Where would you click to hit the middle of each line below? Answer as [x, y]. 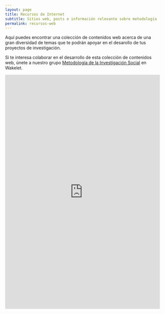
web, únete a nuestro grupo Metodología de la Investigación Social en [76, 63]
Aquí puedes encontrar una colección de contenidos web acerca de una [78, 37]
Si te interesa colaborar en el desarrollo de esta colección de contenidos [78, 58]
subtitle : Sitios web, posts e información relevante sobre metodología [81, 19]
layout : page [18, 10]
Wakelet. [14, 68]
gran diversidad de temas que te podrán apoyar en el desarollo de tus [76, 43]
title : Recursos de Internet [35, 14]
